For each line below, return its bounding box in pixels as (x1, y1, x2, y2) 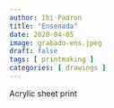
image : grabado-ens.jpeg (9, 38, 102, 48)
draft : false (9, 47, 58, 56)
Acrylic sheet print (9, 87, 78, 99)
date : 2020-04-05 (9, 30, 75, 39)
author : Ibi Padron (9, 13, 83, 22)
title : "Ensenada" (9, 22, 78, 31)
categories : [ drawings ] (9, 64, 106, 73)
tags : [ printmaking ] (9, 55, 94, 64)
